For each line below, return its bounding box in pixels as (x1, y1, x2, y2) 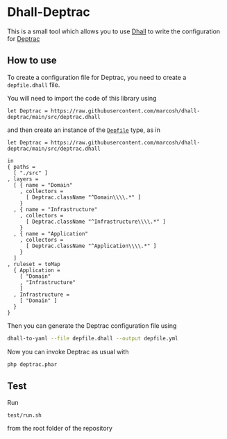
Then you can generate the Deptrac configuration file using (7, 321, 177, 330)
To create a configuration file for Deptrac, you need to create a (7, 73, 187, 81)
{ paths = (7, 163, 36, 170)
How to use (7, 55, 57, 67)
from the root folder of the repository (7, 424, 113, 433)
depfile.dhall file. (7, 81, 60, 89)
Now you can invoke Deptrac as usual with (7, 347, 129, 356)
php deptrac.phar (7, 361, 58, 368)
